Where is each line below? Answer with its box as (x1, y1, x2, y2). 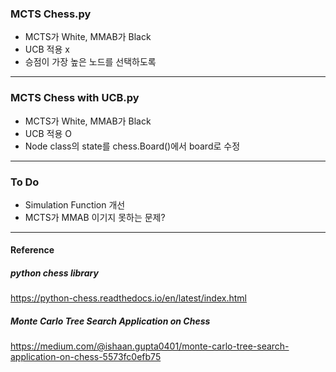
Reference (10, 244, 55, 256)
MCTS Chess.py (10, 7, 92, 21)
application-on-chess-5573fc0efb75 (10, 351, 162, 363)
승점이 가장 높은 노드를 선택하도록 (24, 56, 157, 68)
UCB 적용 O (24, 127, 72, 139)
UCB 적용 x (24, 43, 70, 56)
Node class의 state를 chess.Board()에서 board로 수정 (24, 140, 241, 152)
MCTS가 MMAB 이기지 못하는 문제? (24, 211, 166, 223)
